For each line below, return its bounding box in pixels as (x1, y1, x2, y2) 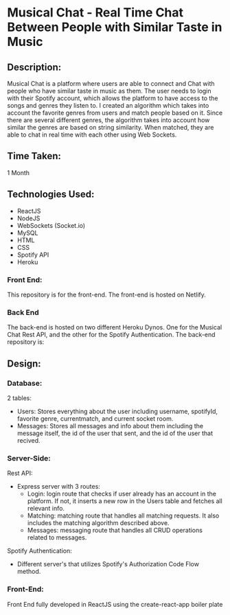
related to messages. (27, 533, 87, 542)
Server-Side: (7, 453, 51, 463)
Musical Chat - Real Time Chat (7, 5, 184, 21)
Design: (7, 358, 41, 369)
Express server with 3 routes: (16, 483, 101, 491)
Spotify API (16, 251, 49, 259)
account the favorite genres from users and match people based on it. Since (7, 108, 223, 117)
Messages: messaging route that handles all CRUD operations (27, 526, 203, 535)
